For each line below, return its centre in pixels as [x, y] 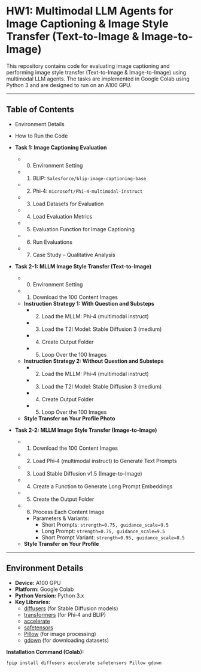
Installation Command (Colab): [45, 652]
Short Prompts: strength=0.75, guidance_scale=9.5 [105, 524]
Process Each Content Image [68, 512]
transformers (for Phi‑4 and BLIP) [65, 614]
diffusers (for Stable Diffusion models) [71, 608]
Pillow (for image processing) [60, 634]
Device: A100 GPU [38, 583]
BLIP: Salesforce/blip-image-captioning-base [89, 178]
